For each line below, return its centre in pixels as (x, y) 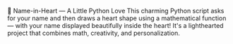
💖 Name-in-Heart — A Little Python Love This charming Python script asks (116, 11)
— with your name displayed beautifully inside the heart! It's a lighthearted (115, 25)
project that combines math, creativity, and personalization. (94, 33)
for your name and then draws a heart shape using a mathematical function (117, 18)
